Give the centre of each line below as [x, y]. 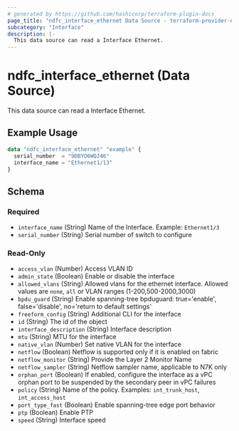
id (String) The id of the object [63, 322]
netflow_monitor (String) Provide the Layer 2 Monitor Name [105, 360]
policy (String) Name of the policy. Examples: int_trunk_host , [108, 390]
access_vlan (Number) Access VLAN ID [75, 269]
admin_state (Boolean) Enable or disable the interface [96, 276]
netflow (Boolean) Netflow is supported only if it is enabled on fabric [118, 352]
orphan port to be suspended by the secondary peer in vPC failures [117, 383]
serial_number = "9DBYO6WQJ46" [62, 156]
